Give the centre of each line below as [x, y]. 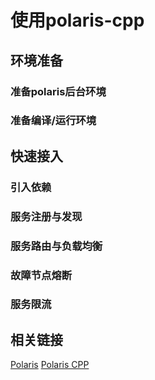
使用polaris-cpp [77, 20]
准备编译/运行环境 [53, 121]
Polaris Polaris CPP [50, 365]
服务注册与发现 [46, 216]
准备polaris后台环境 [58, 91]
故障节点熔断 [41, 275]
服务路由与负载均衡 [56, 246]
